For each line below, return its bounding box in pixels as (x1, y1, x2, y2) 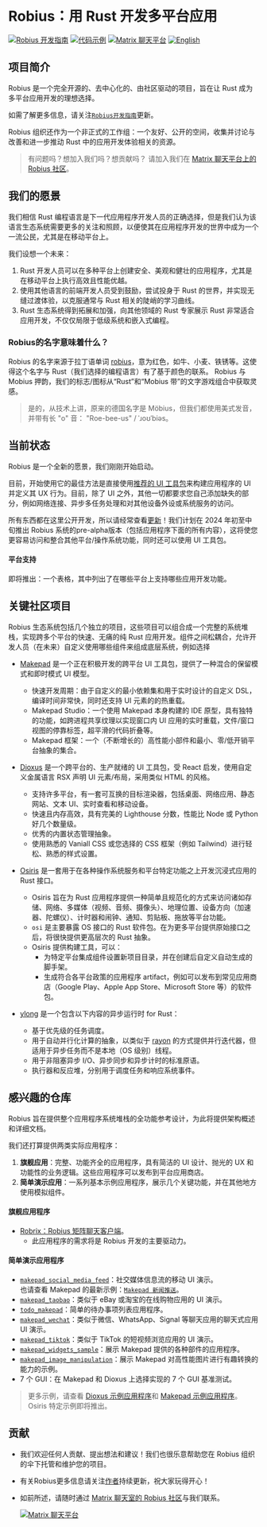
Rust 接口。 (19, 876, 58, 885)
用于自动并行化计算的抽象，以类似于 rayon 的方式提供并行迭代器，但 (31, 1035, 257, 1045)
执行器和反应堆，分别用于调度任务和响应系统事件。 (31, 1065, 199, 1074)
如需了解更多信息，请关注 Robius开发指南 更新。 (8, 110, 158, 119)
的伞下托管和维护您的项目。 (19, 1459, 111, 1468)
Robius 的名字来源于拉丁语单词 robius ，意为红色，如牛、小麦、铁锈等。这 (8, 356, 250, 366)
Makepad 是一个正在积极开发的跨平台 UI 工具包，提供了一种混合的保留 (19, 659, 252, 668)
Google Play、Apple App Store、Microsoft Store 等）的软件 (57, 981, 253, 991)
